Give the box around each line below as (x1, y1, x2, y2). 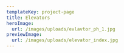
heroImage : (6, 20, 34, 26)
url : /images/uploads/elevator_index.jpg (12, 37, 119, 43)
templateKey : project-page (6, 9, 75, 15)
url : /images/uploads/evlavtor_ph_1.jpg (12, 26, 115, 32)
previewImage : (6, 32, 43, 38)
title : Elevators (6, 15, 50, 21)
